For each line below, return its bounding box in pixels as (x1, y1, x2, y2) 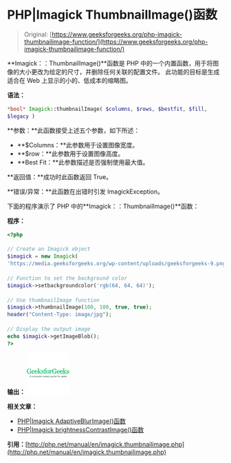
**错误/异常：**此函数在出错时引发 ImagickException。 (7, 187, 164, 196)
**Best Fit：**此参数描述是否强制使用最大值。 (16, 158, 149, 166)
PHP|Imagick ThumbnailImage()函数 (7, 7, 218, 23)
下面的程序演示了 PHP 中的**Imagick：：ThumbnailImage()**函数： (7, 202, 199, 210)
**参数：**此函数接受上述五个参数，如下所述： (7, 126, 140, 134)
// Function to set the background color (7, 274, 128, 282)
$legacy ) (7, 112, 36, 120)
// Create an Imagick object (7, 246, 91, 253)
